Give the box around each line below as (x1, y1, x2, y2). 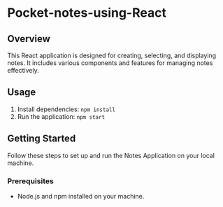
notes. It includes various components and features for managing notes (7, 59, 213, 67)
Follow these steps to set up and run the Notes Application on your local (7, 151, 215, 159)
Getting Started (7, 133, 76, 145)
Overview (7, 33, 51, 45)
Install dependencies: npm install (17, 105, 115, 113)
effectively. (7, 66, 40, 74)
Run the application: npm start (17, 112, 106, 120)
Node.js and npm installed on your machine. (17, 192, 145, 200)
